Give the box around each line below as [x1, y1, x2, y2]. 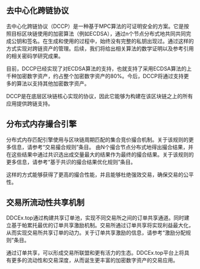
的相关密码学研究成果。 [6, 52, 64, 60]
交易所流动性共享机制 [6, 198, 85, 208]
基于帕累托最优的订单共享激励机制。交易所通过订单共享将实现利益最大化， [11, 222, 194, 229]
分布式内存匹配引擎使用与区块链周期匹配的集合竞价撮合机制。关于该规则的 [6, 136, 189, 143]
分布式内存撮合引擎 [6, 119, 77, 129]
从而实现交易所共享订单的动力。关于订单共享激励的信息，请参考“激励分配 [6, 229, 186, 236]
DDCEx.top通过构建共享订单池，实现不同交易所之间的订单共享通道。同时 [6, 214, 185, 221]
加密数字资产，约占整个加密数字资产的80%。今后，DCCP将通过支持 [16, 72, 184, 79]
